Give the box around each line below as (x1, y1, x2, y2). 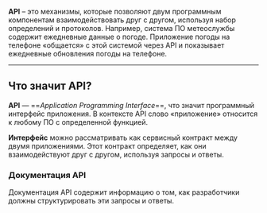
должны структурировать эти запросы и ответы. (8, 196, 175, 206)
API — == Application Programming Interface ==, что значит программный (8, 100, 255, 110)
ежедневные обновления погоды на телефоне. (8, 49, 168, 58)
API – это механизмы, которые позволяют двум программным (8, 7, 222, 16)
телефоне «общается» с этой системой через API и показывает (8, 41, 225, 50)
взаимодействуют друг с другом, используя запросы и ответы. (8, 149, 224, 159)
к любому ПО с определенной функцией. (8, 117, 149, 126)
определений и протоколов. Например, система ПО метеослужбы (8, 24, 235, 33)
